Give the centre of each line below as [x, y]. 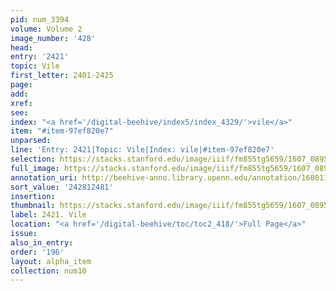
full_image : [35, 168]
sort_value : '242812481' [62, 187]
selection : [33, 159]
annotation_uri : [44, 177]
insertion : [33, 196]
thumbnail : [33, 206]
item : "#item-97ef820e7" [62, 131]
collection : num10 [48, 271]
